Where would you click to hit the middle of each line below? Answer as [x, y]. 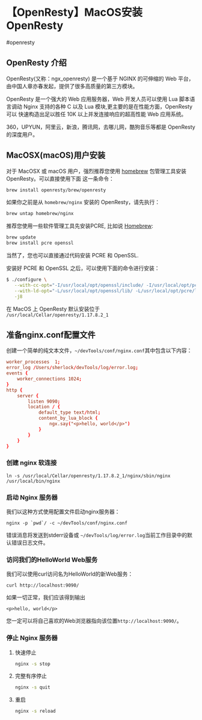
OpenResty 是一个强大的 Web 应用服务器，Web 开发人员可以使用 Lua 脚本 [98, 99]
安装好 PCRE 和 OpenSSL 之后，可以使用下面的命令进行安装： [83, 268]
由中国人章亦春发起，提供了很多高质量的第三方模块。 [72, 86]
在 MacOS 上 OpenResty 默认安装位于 [53, 309]
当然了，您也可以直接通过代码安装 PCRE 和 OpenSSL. [73, 256]
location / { [44, 407]
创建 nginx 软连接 [32, 463]
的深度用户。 [22, 134]
